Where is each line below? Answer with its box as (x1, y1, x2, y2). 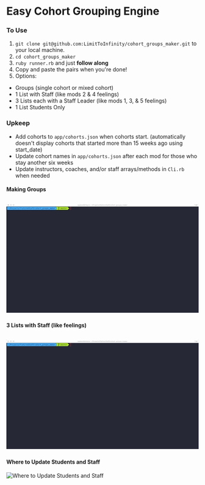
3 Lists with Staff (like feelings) (6, 322, 87, 329)
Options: (15, 72, 37, 80)
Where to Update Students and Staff (6, 458, 101, 465)
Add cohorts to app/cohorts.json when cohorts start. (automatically (15, 133, 186, 140)
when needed (15, 172, 50, 179)
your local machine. (15, 46, 65, 54)
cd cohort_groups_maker (15, 54, 76, 60)
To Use (6, 26, 27, 35)
